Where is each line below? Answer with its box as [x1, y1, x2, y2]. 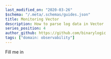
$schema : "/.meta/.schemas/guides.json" [5, 12, 91, 17]
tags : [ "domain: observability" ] [5, 35, 75, 40]
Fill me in [5, 48, 24, 55]
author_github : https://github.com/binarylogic [5, 30, 106, 35]
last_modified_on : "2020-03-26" [5, 7, 72, 12]
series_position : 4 [5, 26, 46, 31]
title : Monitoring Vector [5, 16, 59, 21]
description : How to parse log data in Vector [5, 21, 104, 26]
